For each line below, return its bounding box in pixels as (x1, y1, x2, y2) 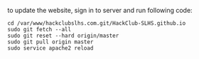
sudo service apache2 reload (7, 45, 94, 52)
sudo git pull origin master (7, 38, 94, 45)
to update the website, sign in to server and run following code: (7, 6, 193, 14)
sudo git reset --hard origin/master (7, 32, 119, 39)
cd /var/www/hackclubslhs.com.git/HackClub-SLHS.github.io (7, 20, 186, 27)
